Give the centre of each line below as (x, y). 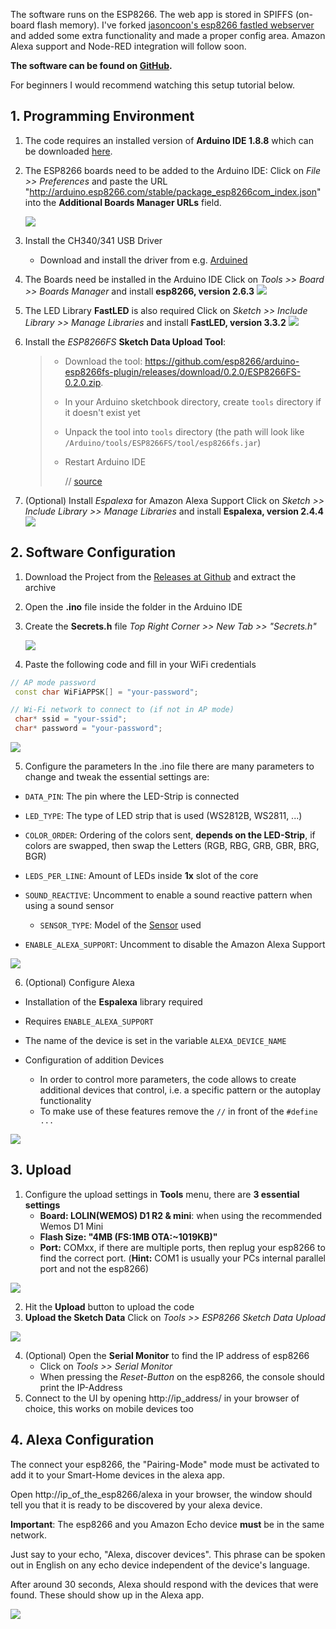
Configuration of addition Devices (94, 1060)
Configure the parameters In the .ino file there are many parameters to (169, 766)
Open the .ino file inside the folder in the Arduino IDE (133, 606)
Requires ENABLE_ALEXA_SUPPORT (89, 1021)
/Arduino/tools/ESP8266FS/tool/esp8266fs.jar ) (163, 442)
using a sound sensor (69, 905)
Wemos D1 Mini (71, 1226)
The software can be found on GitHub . (91, 65)
